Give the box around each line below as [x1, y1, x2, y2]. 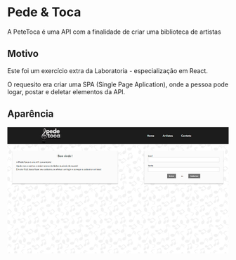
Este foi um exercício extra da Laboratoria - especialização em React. [7, 66, 209, 74]
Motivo [7, 48, 39, 60]
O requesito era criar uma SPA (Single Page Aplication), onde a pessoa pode [7, 80, 229, 89]
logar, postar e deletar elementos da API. [7, 87, 126, 96]
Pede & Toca [7, 4, 81, 20]
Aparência [7, 108, 54, 120]
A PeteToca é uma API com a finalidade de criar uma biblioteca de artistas [7, 27, 221, 36]
